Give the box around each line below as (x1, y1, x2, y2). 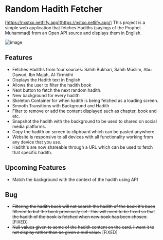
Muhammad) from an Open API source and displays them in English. (5, 30, 142, 36)
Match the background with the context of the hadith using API (12, 177, 138, 182)
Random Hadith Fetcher (5, 3, 103, 15)
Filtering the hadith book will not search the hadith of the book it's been (12, 203, 156, 209)
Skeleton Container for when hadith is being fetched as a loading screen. (12, 98, 159, 103)
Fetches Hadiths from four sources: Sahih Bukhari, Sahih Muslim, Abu (12, 66, 152, 72)
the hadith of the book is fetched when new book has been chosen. (12, 214, 147, 220)
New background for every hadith (12, 92, 80, 98)
